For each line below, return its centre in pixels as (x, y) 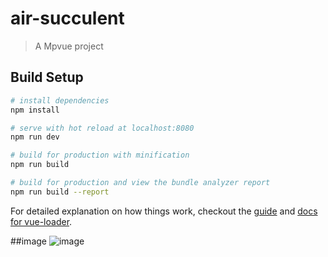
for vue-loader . (41, 221)
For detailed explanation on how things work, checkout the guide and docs (164, 211)
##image (28, 241)
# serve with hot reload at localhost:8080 (102, 128)
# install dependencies (60, 100)
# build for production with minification (100, 155)
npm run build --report (60, 192)
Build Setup (47, 77)
